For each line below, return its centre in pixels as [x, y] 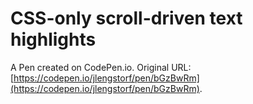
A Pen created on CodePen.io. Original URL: [101, 67]
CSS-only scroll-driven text [126, 18]
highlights [53, 39]
